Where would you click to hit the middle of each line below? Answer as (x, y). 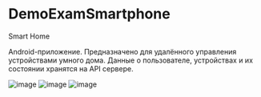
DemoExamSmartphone (89, 14)
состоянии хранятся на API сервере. (71, 68)
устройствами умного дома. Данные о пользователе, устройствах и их (131, 60)
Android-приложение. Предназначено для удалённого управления (122, 51)
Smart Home (29, 36)
